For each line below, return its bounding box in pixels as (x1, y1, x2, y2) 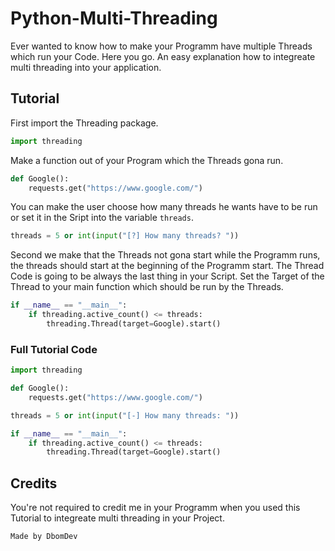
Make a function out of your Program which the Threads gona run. (10, 154, 284, 166)
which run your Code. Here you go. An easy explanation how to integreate (10, 50, 316, 62)
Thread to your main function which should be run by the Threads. (10, 281, 284, 293)
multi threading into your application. (10, 61, 162, 73)
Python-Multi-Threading (10, 7, 218, 30)
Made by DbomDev (10, 532, 78, 542)
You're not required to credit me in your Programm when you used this (10, 502, 301, 514)
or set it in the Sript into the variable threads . (10, 212, 194, 224)
